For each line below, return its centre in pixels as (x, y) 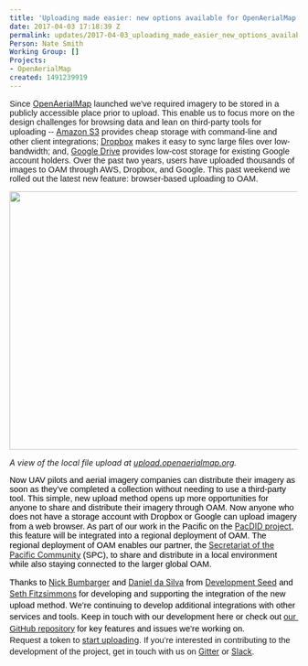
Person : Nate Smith (47, 43)
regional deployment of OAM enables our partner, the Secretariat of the (142, 544)
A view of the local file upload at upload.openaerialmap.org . (123, 462)
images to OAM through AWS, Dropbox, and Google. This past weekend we (150, 169)
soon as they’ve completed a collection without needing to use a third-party (148, 489)
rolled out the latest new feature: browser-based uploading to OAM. (134, 178)
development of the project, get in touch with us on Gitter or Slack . (132, 651)
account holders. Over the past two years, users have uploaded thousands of (152, 160)
